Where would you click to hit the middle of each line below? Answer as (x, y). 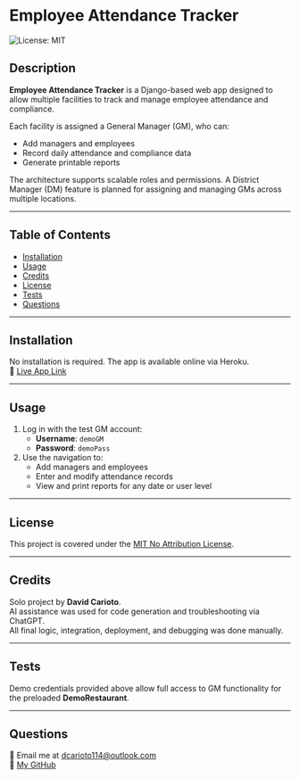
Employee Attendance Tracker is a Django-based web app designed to (142, 89)
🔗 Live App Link (38, 371)
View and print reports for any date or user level (124, 486)
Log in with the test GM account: (82, 429)
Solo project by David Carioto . (65, 601)
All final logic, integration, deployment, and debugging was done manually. (146, 630)
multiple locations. (43, 198)
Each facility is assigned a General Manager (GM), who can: (119, 126)
